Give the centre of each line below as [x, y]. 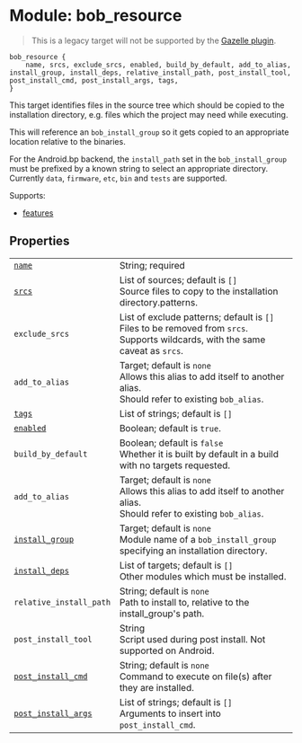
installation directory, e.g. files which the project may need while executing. [149, 114]
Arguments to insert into [170, 713]
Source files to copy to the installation [199, 291]
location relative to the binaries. [67, 141]
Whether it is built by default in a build [199, 454]
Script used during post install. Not [192, 639]
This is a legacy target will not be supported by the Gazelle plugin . [154, 40]
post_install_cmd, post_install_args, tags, [94, 80]
